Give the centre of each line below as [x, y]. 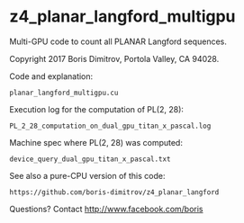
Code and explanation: [51, 76]
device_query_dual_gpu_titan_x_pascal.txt [90, 159]
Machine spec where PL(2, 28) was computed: [96, 142]
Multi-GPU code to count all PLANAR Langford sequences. [118, 41]
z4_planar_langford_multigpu [122, 17]
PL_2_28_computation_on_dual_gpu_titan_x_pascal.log [110, 126]
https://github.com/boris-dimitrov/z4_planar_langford [114, 192]
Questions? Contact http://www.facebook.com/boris [107, 209]
